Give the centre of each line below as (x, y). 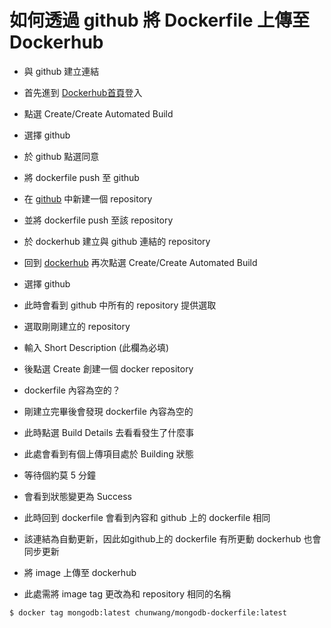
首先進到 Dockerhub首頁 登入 (83, 92)
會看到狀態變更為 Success (77, 496)
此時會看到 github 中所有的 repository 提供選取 (120, 305)
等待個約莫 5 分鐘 (59, 475)
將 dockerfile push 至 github (81, 177)
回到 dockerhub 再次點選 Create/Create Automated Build (140, 262)
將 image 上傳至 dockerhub (80, 572)
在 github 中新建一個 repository (88, 198)
